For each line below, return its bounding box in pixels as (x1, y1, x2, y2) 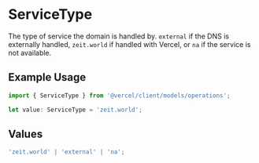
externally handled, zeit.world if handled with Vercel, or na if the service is (8, 39, 251, 49)
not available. (8, 48, 52, 57)
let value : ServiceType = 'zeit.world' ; (8, 106, 143, 114)
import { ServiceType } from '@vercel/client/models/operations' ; (8, 92, 231, 100)
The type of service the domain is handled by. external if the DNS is (8, 31, 230, 41)
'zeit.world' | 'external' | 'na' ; (8, 148, 125, 156)
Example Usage (8, 71, 87, 84)
